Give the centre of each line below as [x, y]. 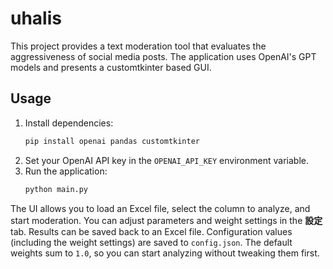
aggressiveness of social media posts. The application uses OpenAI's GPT [163, 56]
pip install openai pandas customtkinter [112, 141]
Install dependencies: [69, 123]
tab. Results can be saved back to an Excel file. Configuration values [151, 231]
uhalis [36, 18]
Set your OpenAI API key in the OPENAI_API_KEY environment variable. [166, 160]
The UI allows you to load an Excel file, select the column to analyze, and [160, 208]
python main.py [56, 189]
